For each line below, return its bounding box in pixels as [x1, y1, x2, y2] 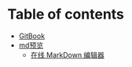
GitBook [18, 31, 45, 41]
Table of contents [7, 5, 125, 23]
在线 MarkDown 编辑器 [30, 50, 105, 59]
